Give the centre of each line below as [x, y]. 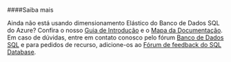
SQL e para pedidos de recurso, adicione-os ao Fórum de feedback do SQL [114, 45]
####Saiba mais [30, 10]
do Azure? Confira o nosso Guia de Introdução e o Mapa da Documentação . [115, 30]
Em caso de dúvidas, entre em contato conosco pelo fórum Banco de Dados [115, 37]
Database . [22, 52]
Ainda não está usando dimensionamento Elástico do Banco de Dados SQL [113, 23]
